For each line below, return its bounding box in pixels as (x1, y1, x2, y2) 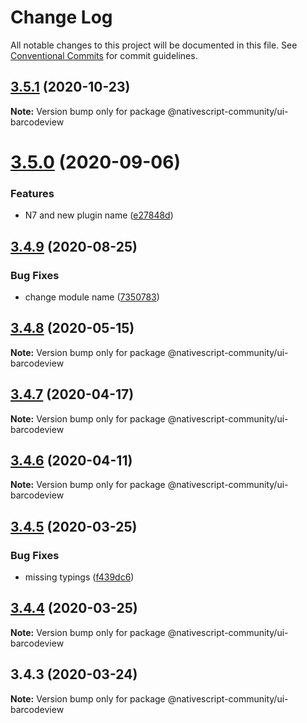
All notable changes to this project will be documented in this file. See (10, 39, 298, 51)
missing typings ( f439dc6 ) (24, 571, 135, 583)
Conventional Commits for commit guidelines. (10, 49, 198, 61)
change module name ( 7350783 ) (24, 291, 160, 303)
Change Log (10, 6, 113, 29)
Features (10, 186, 55, 200)
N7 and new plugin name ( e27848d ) (24, 209, 174, 221)
